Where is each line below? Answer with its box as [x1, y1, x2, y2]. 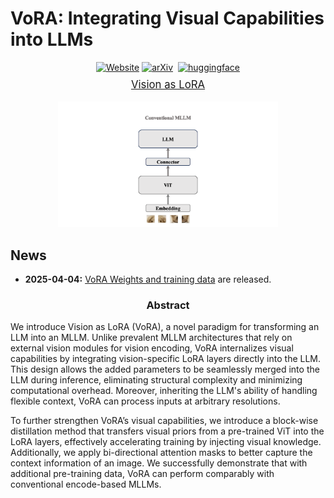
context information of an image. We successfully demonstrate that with [10, 457, 308, 469]
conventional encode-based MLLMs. [10, 478, 162, 491]
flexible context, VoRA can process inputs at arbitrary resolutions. [10, 395, 281, 407]
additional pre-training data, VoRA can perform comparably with [10, 468, 275, 480]
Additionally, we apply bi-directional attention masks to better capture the [10, 447, 313, 459]
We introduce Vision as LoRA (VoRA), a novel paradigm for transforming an [10, 321, 320, 333]
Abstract [146, 298, 190, 312]
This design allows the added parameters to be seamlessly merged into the [10, 363, 320, 376]
